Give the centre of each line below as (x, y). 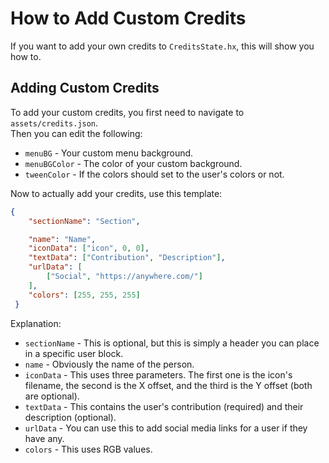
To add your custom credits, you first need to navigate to (127, 112)
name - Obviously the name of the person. (109, 364)
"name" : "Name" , (62, 239)
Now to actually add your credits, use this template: (116, 193)
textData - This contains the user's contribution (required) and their (164, 406)
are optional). (52, 396)
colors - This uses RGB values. (88, 449)
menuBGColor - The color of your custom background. (133, 163)
